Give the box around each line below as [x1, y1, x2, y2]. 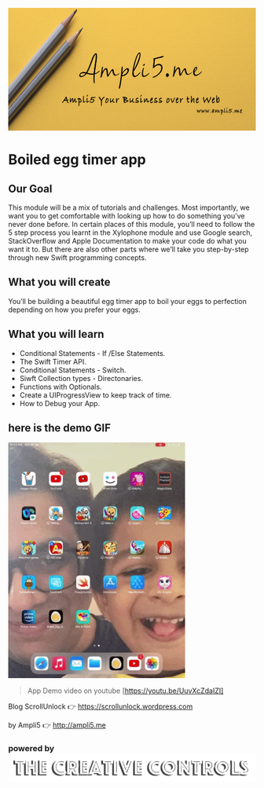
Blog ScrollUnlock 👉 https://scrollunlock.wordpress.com [8, 702, 193, 711]
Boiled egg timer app [8, 151, 147, 169]
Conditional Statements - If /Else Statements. [19, 348, 166, 357]
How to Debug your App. [19, 398, 101, 408]
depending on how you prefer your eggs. [8, 305, 141, 314]
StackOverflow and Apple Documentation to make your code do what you [8, 236, 247, 245]
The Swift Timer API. [19, 357, 86, 366]
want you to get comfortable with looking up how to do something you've [8, 211, 245, 220]
